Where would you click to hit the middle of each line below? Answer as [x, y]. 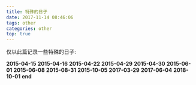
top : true [19, 34]
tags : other [21, 23]
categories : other [29, 28]
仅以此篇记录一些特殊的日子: [41, 52]
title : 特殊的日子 [27, 12]
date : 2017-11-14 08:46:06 [40, 17]
